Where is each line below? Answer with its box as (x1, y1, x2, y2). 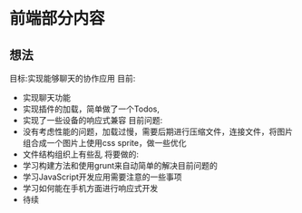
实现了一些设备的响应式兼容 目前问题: (22, 115, 163, 125)
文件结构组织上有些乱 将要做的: (22, 149, 139, 160)
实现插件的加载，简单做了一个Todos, (22, 103, 161, 114)
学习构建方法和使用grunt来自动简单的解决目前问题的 (22, 160, 218, 170)
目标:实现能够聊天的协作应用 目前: (9, 73, 136, 83)
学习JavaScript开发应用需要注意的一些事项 (22, 171, 183, 182)
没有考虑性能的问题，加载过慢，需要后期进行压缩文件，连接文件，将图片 (22, 126, 293, 137)
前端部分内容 (9, 8, 106, 29)
